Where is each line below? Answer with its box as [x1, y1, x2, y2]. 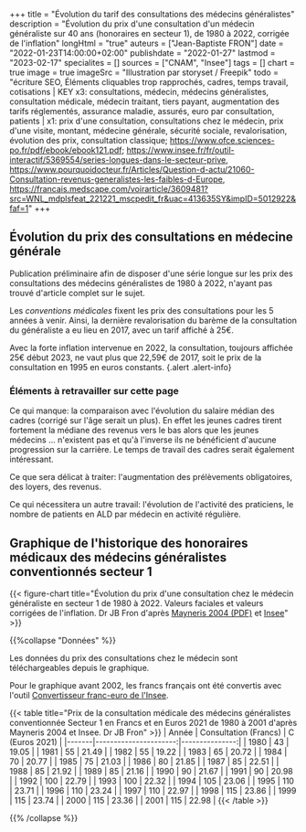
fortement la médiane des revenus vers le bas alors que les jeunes [9, 425, 259, 436]
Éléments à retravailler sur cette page [9, 384, 180, 397]
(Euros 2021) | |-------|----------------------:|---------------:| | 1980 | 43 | [9, 736, 290, 747]
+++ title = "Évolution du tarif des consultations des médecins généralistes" [9, 9, 295, 19]
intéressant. [9, 453, 54, 465]
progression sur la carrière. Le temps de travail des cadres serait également [9, 444, 295, 455]
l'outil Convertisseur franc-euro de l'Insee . [9, 689, 169, 700]
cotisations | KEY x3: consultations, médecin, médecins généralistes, [9, 87, 269, 97]
